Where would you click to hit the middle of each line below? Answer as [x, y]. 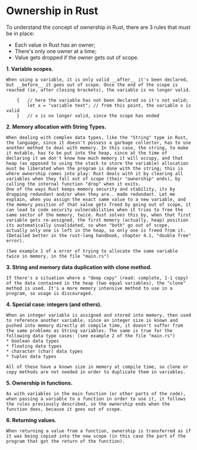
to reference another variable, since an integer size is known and [92, 320]
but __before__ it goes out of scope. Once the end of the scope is [92, 85]
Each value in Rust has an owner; [55, 45]
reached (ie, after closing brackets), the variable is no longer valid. [99, 90]
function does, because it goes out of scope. [64, 409]
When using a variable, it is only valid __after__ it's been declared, [97, 80]
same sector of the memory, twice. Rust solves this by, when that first [99, 215]
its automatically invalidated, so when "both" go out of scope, [88, 225]
